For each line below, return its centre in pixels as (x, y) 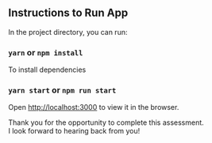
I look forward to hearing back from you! (74, 131)
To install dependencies (47, 70)
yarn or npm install (46, 52)
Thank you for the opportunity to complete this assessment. (106, 122)
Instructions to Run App (68, 13)
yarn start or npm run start (62, 90)
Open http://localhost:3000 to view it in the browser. (94, 107)
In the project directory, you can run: (68, 32)
